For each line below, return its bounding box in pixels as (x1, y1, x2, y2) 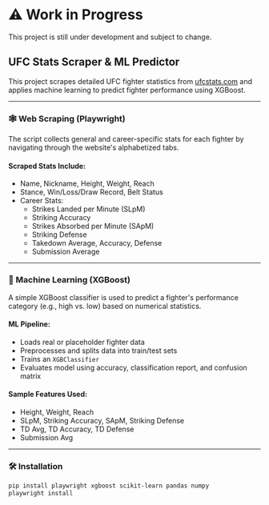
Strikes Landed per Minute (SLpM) (31, 204, 146, 214)
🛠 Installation (8, 460, 63, 471)
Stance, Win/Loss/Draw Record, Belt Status (19, 187, 164, 197)
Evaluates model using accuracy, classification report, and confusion (19, 363, 248, 372)
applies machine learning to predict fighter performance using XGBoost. (8, 85, 246, 94)
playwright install (8, 490, 74, 498)
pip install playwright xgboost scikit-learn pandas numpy (8, 482, 210, 490)
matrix (19, 371, 42, 381)
